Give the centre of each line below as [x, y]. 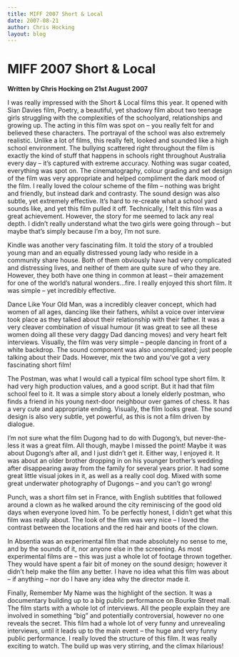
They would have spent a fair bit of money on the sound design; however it [117, 564]
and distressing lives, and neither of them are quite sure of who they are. [114, 268]
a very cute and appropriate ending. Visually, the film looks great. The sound [120, 409]
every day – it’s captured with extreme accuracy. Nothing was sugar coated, [119, 163]
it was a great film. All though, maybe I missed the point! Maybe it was [124, 445]
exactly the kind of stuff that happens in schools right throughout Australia [117, 156]
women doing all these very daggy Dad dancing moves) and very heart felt [117, 335]
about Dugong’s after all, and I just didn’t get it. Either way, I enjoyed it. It [113, 453]
